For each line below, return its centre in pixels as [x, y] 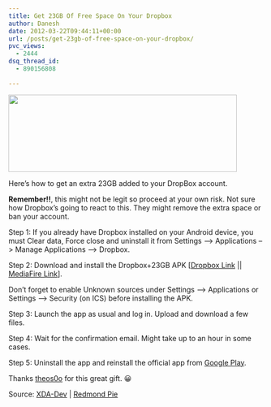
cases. [19, 347]
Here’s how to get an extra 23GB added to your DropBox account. [118, 183]
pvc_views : [27, 46]
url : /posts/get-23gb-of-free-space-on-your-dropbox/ [101, 39]
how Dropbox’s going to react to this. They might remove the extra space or [135, 207]
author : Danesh [34, 24]
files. [17, 323]
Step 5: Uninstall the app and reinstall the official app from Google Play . [127, 362]
